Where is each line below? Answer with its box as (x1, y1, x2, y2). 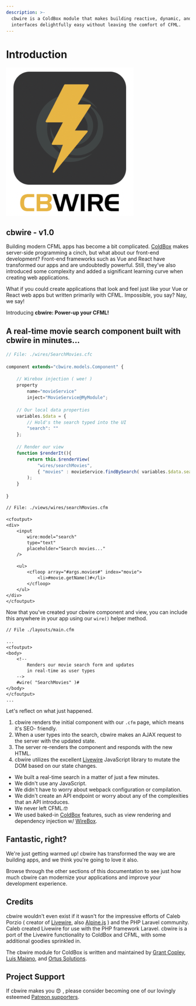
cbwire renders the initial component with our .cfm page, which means (14, 719, 184, 726)
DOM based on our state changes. (14, 762, 97, 769)
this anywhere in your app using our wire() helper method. (6, 614, 148, 622)
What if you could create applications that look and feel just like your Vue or (6, 286, 188, 293)
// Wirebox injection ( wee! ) (16, 376, 93, 382)
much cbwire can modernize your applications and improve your (6, 874, 161, 881)
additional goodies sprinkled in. (6, 937, 82, 945)
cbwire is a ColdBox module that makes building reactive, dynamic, (11, 15, 181, 22)
